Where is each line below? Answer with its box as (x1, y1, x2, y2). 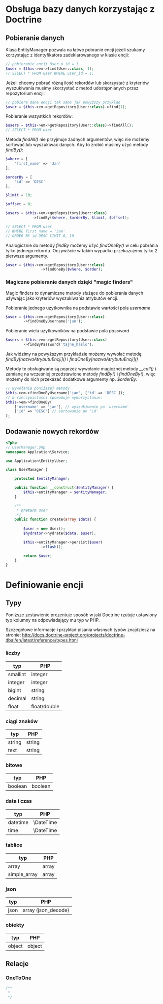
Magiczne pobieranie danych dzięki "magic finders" (5, 278, 133, 285)
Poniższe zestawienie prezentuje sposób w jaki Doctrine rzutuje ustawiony (5, 612, 157, 618)
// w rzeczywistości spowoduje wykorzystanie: (5, 395, 103, 400)
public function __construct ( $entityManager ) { (14, 485, 114, 490)
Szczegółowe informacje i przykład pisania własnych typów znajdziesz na (5, 627, 156, 633)
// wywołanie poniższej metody (5, 386, 70, 391)
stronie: (5, 632, 21, 638)
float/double (31, 703, 60, 710)
